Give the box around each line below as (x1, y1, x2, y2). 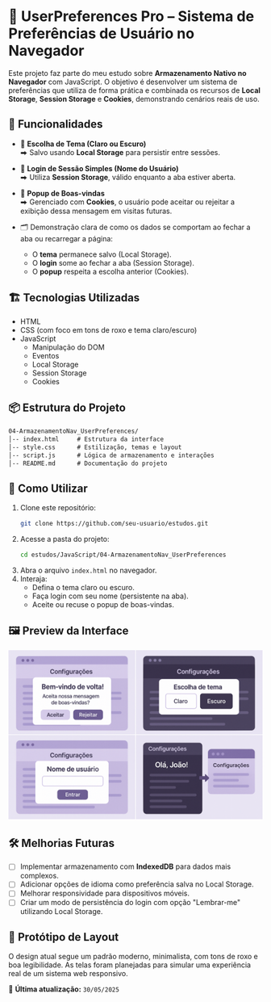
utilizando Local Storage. (19, 907, 103, 916)
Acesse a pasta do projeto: (19, 535, 110, 544)
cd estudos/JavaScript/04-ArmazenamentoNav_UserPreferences (19, 551, 227, 560)
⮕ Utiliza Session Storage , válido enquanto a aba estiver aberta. (19, 172, 236, 182)
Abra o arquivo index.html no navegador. (19, 565, 157, 575)
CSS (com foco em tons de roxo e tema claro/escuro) (19, 325, 198, 334)
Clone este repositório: (19, 503, 97, 513)
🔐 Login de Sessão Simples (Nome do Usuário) (19, 163, 179, 173)
